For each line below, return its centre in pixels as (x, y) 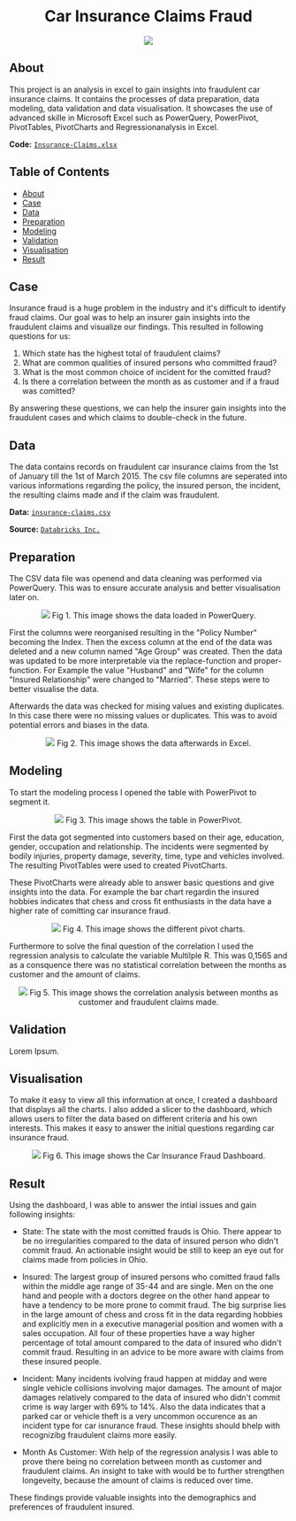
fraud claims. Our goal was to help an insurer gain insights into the (130, 318)
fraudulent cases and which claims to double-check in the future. (128, 418)
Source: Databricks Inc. (55, 529)
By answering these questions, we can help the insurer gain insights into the (148, 408)
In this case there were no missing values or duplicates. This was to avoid (143, 715)
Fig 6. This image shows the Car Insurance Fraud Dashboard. (154, 1156)
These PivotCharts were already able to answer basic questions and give (142, 882)
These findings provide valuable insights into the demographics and (133, 1498)
